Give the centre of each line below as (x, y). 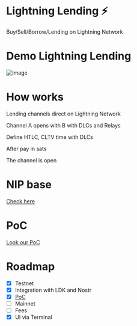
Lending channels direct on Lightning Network (64, 114)
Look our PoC (23, 242)
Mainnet (25, 303)
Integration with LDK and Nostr (53, 290)
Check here (20, 201)
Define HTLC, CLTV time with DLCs (50, 137)
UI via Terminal (33, 317)
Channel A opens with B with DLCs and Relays (64, 125)
